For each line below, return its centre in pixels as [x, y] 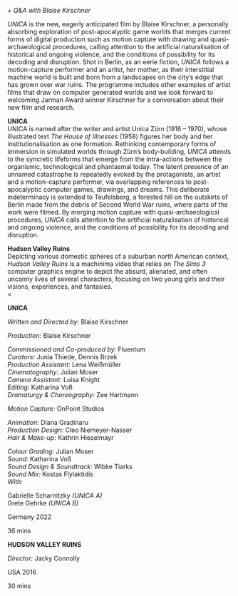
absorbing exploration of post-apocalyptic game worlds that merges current [119, 32]
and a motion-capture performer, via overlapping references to [100, 182]
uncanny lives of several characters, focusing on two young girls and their [116, 279]
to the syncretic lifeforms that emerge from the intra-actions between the [115, 159]
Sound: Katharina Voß [40, 459]
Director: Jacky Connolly [44, 558]
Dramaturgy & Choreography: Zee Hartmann [73, 395]
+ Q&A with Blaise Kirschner [49, 10]
